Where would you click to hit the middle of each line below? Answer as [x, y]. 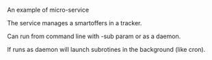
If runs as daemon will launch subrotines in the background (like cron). [106, 49]
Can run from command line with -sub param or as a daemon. [94, 36]
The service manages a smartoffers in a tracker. [75, 23]
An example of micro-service [48, 10]
